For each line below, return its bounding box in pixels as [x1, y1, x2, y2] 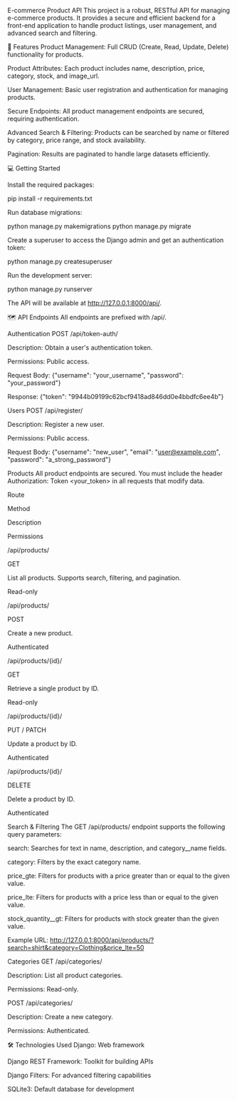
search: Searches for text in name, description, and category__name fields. [7, 844, 227, 852]
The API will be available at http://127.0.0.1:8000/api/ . [7, 299, 162, 307]
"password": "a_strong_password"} [7, 455, 112, 463]
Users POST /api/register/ [7, 406, 83, 415]
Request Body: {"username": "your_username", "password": [7, 371, 184, 379]
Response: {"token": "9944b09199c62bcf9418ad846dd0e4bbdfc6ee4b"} [7, 393, 224, 400]
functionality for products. [7, 50, 84, 59]
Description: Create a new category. [7, 1013, 114, 1021]
